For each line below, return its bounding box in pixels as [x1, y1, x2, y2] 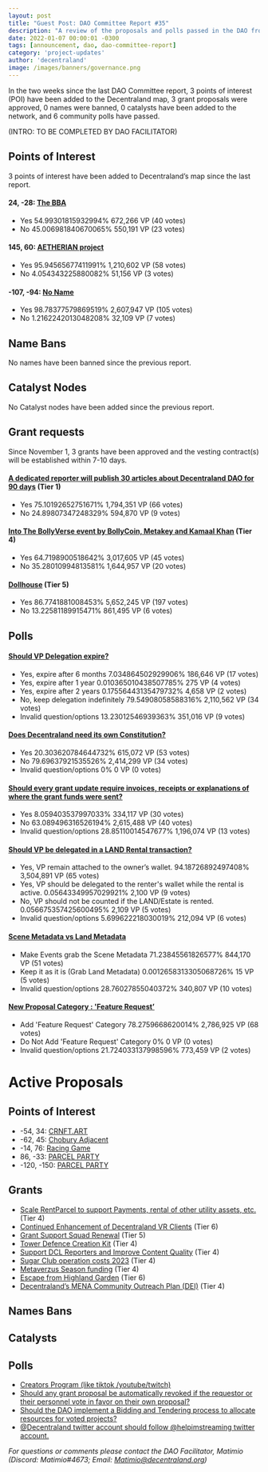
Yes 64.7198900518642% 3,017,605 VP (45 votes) [19, 553, 185, 562]
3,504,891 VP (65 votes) [19, 871, 100, 881]
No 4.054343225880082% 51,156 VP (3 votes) [19, 269, 174, 278]
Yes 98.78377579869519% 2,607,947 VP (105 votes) [19, 305, 193, 314]
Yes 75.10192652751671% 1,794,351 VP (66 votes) [19, 499, 183, 509]
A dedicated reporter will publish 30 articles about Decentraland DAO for [8, 474, 254, 483]
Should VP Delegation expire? [8, 651, 109, 661]
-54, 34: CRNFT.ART [19, 1126, 89, 1136]
